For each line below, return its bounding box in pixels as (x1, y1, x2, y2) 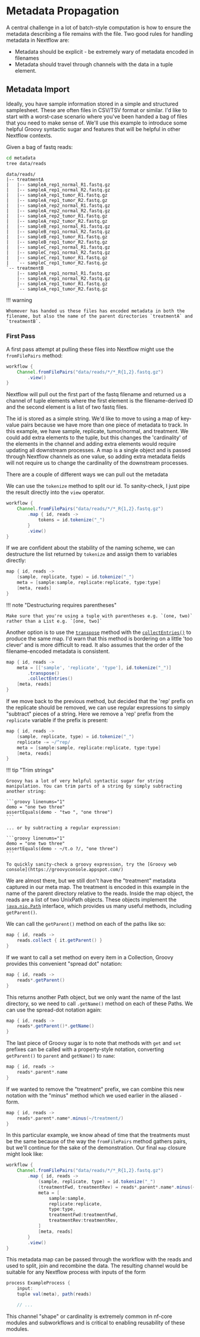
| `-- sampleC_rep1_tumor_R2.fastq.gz (6, 260, 108, 266)
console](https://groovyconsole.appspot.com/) (6, 867, 124, 873)
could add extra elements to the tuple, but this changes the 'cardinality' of (6, 434, 187, 441)
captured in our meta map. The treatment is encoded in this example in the (6, 884, 189, 891)
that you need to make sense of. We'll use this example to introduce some (6, 119, 187, 126)
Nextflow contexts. (6, 132, 52, 139)
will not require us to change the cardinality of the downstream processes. (6, 459, 189, 467)
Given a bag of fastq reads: (6, 143, 73, 150)
